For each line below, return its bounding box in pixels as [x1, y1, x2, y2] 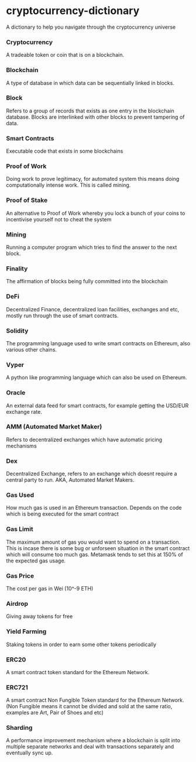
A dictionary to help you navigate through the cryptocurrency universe [6, 23, 176, 30]
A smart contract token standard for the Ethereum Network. [6, 668, 150, 675]
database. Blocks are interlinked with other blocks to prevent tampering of [6, 113, 185, 121]
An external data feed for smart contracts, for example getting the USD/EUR [6, 402, 189, 409]
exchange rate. [6, 408, 43, 415]
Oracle [6, 389, 26, 397]
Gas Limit [6, 525, 33, 533]
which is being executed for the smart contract [6, 510, 119, 517]
